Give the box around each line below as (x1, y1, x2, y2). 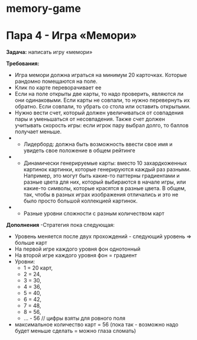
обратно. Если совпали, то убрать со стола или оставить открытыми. (14, 103, 191, 110)
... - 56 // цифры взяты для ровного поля (23, 315, 126, 322)
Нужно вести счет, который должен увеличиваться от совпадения (14, 109, 184, 117)
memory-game (6, 2, 81, 15)
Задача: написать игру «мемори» (6, 49, 93, 56)
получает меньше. (14, 128, 62, 135)
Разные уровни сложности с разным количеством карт (23, 210, 164, 217)
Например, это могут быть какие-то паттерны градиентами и (23, 172, 180, 179)
